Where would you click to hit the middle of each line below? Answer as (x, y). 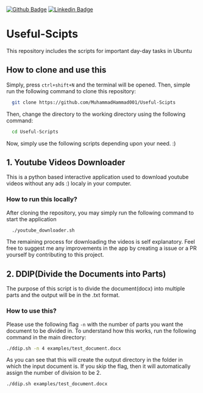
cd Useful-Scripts (35, 132)
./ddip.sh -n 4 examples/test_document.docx (64, 348)
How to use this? (31, 311)
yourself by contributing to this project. (55, 255)
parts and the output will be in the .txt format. (63, 295)
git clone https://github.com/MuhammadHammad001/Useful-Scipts (94, 102)
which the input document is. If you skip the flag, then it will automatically (98, 366)
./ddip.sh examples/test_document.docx (57, 384)
